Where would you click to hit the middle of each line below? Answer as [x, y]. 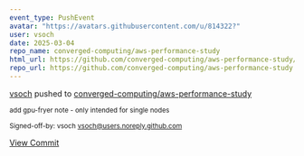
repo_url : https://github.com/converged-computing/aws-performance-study [152, 69]
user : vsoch [32, 34]
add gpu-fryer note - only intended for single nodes [90, 110]
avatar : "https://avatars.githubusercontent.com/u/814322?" [125, 26]
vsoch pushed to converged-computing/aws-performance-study [131, 93]
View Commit [34, 142]
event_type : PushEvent [52, 18]
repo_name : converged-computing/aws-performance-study [115, 51]
